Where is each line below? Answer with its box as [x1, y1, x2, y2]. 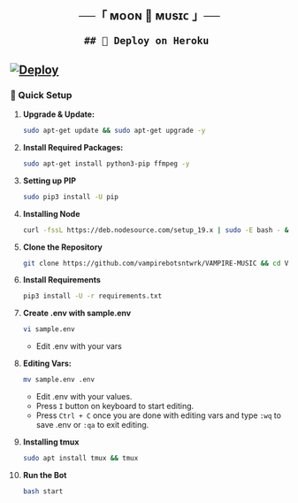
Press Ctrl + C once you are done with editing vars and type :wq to [35, 410, 282, 421]
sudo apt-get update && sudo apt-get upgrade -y [22, 127, 206, 135]
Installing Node [22, 208, 80, 219]
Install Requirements [22, 275, 101, 285]
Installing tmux [22, 437, 80, 447]
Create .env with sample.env [22, 308, 132, 319]
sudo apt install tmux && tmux [22, 454, 139, 463]
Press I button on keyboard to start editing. [35, 401, 195, 412]
